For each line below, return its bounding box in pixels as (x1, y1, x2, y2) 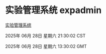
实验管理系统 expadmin (5, 4, 102, 16)
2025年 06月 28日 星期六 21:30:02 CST (5, 32, 86, 38)
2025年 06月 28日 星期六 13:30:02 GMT (5, 43, 87, 49)
